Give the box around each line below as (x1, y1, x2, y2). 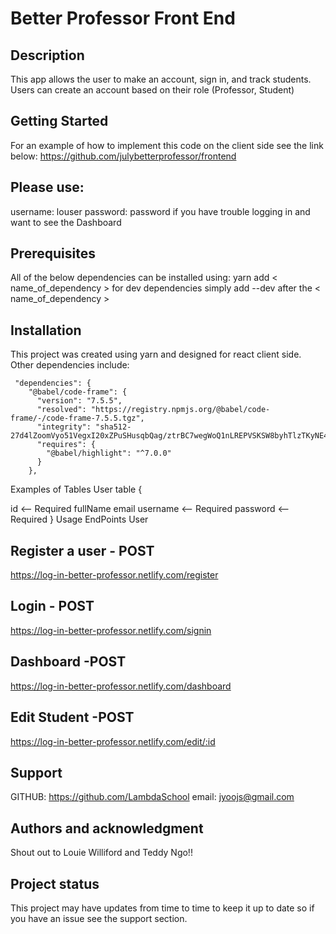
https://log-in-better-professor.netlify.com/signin (10, 624, 212, 636)
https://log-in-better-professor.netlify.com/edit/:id (10, 735, 216, 747)
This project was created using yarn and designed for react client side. (10, 348, 302, 361)
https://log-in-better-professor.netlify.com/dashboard (10, 680, 232, 692)
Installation (10, 322, 82, 339)
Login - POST (10, 598, 95, 615)
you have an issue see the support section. (10, 912, 188, 924)
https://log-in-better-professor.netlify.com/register (10, 569, 219, 581)
